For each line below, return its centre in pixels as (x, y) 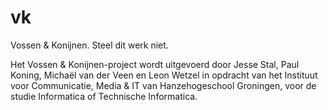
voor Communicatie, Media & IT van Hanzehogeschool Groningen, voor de (163, 85)
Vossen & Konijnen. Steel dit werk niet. (89, 45)
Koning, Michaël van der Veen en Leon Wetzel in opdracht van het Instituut (164, 75)
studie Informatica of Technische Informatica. (104, 96)
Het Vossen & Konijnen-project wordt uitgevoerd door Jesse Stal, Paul (155, 64)
